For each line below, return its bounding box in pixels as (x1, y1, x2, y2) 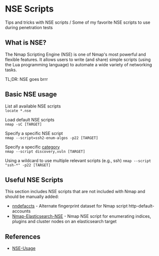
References (5, 232, 41, 241)
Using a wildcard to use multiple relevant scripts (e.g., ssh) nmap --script (5, 157, 151, 163)
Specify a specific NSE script (5, 130, 63, 136)
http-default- (129, 203, 155, 209)
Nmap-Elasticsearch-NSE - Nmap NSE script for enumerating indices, (12, 213, 151, 219)
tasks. (5, 67, 17, 73)
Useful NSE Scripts (5, 176, 64, 184)
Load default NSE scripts (5, 117, 55, 122)
